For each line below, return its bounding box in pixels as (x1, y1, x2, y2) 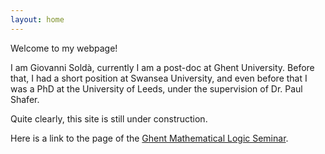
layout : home (10, 14, 65, 25)
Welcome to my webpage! (10, 42, 118, 54)
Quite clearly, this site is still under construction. (10, 112, 208, 125)
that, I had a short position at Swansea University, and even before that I (10, 72, 308, 84)
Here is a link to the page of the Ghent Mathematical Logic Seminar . (10, 132, 289, 144)
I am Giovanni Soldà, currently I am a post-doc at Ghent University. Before (10, 61, 315, 73)
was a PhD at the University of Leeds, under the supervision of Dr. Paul (10, 82, 303, 95)
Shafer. (10, 93, 40, 105)
